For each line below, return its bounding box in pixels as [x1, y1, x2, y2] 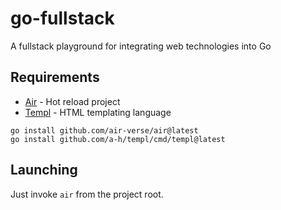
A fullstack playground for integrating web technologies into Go [10, 40, 272, 52]
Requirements [10, 69, 100, 86]
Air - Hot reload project [24, 95, 121, 107]
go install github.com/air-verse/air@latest [10, 125, 199, 136]
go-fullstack [10, 7, 115, 30]
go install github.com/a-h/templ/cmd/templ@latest [10, 134, 226, 144]
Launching [10, 162, 78, 179]
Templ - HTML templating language [24, 106, 172, 118]
